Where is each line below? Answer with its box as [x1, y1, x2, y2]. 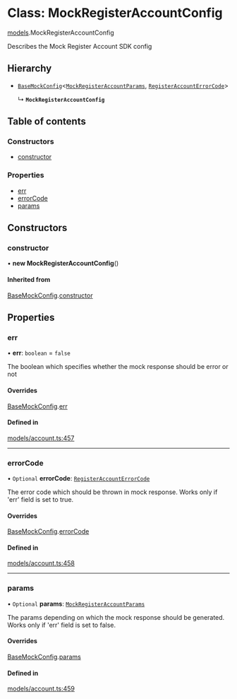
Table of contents [7, 115, 86, 128]
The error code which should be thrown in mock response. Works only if [7, 488, 218, 496]
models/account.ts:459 [7, 684, 75, 693]
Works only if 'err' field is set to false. [7, 621, 116, 629]
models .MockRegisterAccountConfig [7, 28, 114, 37]
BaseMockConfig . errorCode [7, 527, 90, 536]
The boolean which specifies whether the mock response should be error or [7, 363, 229, 371]
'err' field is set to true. [7, 495, 74, 504]
